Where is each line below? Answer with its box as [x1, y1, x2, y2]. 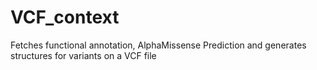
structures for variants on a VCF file [10, 49, 157, 61]
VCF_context [10, 6, 120, 29]
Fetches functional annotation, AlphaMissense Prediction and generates [10, 39, 307, 51]
